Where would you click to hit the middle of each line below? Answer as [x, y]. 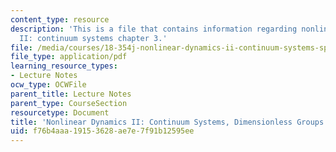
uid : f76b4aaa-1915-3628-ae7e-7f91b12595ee [102, 131]
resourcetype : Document [60, 112]
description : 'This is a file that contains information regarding [154, 29]
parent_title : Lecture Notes [71, 94]
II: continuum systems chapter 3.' [93, 38]
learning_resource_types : [64, 66]
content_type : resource [60, 19]
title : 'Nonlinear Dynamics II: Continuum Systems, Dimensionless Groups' [169, 122]
